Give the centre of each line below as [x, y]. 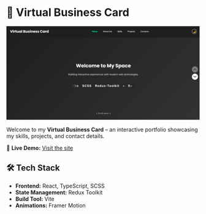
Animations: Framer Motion [50, 205]
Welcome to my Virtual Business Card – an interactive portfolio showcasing [102, 130]
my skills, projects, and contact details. [55, 136]
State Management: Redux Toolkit [59, 192]
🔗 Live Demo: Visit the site [40, 148]
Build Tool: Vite [35, 199]
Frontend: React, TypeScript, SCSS [60, 186]
